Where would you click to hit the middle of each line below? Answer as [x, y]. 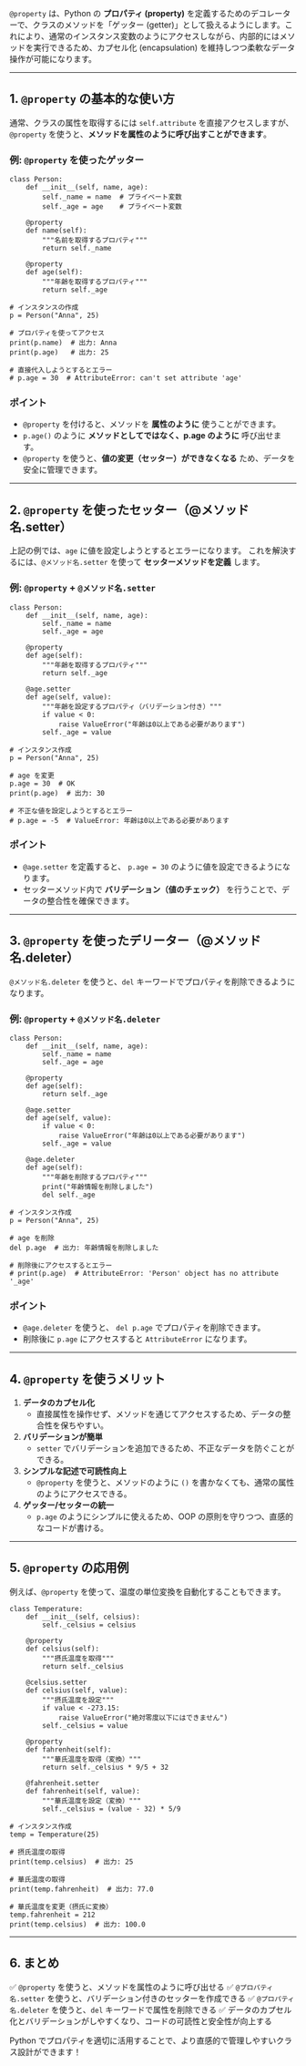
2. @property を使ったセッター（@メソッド [129, 510]
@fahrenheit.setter [63, 1783]
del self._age [69, 1195]
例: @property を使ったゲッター [76, 159]
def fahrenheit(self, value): [83, 1791]
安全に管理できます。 [62, 470]
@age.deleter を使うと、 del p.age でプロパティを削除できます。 [144, 1328]
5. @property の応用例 [69, 1568]
